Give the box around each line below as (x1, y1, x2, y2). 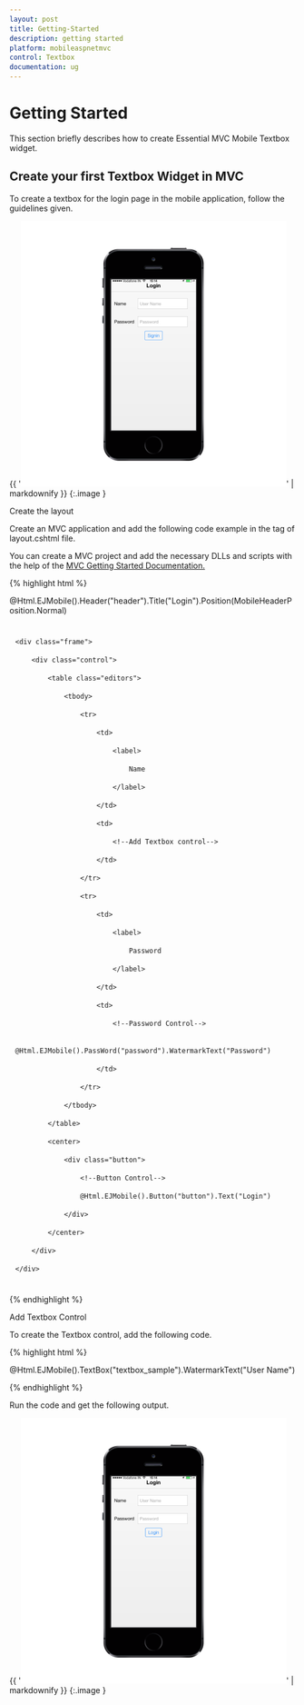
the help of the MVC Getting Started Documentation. (9, 560, 206, 571)
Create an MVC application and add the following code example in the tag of (9, 523, 295, 533)
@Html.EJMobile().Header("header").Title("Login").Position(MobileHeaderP (9, 595, 292, 606)
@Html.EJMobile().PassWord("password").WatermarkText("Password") (15, 1046, 272, 1055)
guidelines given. (9, 203, 74, 214)
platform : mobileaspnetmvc (9, 44, 112, 53)
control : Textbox (9, 53, 75, 63)
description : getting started (9, 34, 124, 43)
